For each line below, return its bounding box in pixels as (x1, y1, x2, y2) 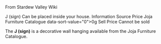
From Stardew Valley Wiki (5, 4, 58, 10)
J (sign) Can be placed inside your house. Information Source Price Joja (5, 14, 153, 19)
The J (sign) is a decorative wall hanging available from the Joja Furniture (5, 28, 156, 34)
